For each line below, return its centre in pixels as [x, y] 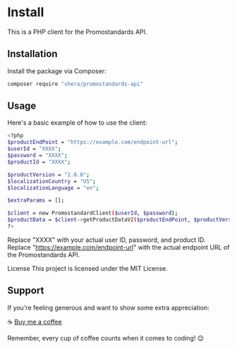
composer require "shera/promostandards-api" [75, 84]
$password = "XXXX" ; [38, 156]
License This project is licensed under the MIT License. [87, 268]
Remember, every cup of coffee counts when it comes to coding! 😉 [106, 338]
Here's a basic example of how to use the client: [77, 123]
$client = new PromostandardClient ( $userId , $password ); [93, 213]
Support [26, 291]
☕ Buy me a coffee [35, 322]
